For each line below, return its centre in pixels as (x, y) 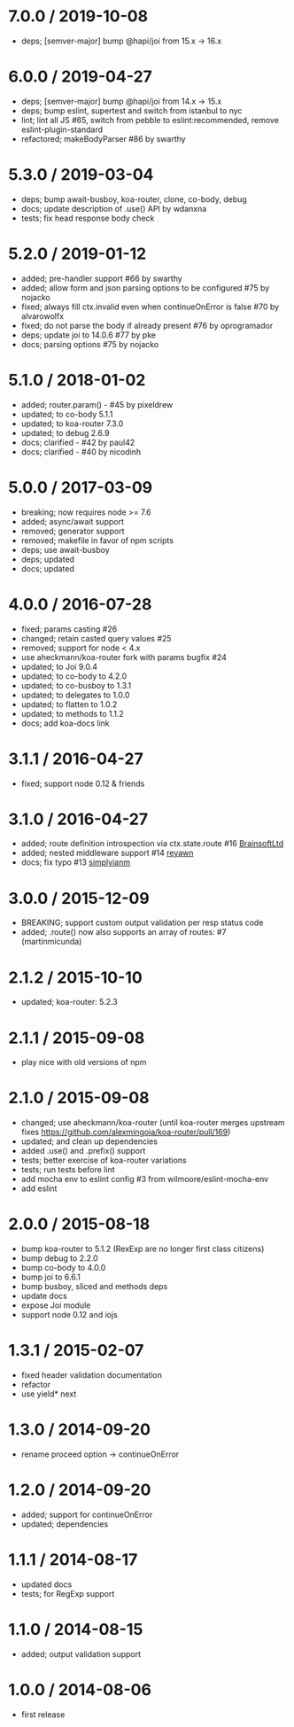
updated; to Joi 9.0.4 (59, 666)
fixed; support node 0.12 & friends (83, 783)
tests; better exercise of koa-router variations (104, 1160)
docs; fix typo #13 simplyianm (75, 862)
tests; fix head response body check (88, 218)
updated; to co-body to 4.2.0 (74, 676)
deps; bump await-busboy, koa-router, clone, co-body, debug (134, 199)
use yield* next (49, 1394)
